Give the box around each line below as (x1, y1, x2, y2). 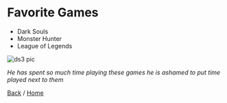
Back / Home (7, 89, 44, 97)
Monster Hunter (16, 34, 62, 42)
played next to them (7, 75, 64, 83)
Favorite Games (7, 5, 99, 20)
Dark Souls (16, 27, 49, 35)
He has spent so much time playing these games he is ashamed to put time (7, 68, 221, 76)
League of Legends (16, 42, 73, 50)
